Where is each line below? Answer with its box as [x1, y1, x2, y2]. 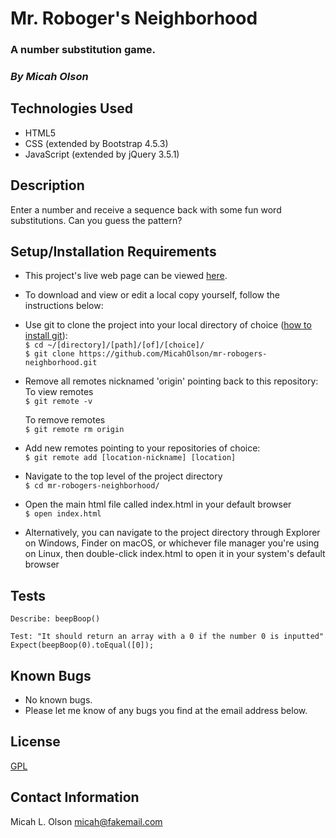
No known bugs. [24, 694, 93, 706]
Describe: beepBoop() [10, 614, 101, 624]
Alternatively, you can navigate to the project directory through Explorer [24, 527, 321, 539]
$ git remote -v [24, 397, 93, 407]
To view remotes [24, 386, 94, 398]
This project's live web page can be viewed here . [24, 270, 228, 282]
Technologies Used [10, 100, 133, 117]
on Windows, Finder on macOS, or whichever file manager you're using [24, 537, 320, 549]
